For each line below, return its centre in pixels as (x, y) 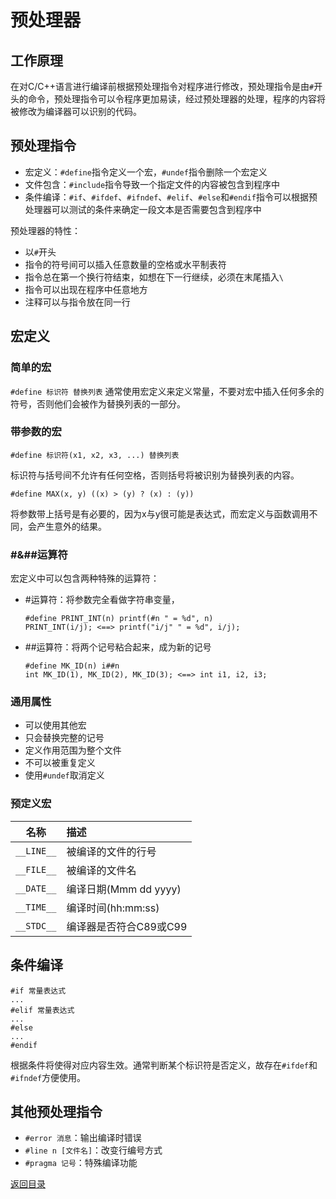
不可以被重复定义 (60, 763)
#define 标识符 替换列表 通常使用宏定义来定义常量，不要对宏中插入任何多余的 (167, 391)
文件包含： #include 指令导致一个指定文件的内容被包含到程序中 (152, 184)
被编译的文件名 (101, 870)
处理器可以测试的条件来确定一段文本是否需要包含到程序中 (143, 209)
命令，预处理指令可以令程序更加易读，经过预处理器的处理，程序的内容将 (176, 99)
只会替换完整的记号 (64, 738)
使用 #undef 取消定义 (64, 775)
